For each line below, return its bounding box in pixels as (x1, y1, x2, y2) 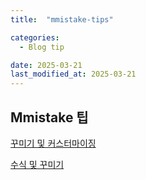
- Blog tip (19, 42, 65, 52)
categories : (10, 32, 60, 43)
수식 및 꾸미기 (10, 158, 65, 170)
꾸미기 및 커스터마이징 (10, 137, 97, 149)
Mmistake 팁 (10, 109, 89, 126)
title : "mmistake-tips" (10, 14, 114, 25)
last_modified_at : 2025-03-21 (10, 69, 137, 80)
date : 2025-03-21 (10, 60, 83, 70)
